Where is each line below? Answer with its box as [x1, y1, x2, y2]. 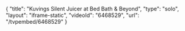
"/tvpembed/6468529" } [5, 18, 68, 25]
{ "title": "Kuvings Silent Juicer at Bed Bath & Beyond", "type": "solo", [5, 5, 180, 12]
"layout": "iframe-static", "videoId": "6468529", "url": [5, 12, 140, 19]
